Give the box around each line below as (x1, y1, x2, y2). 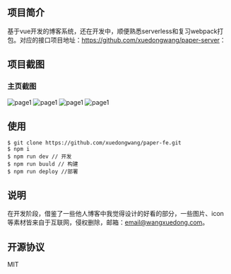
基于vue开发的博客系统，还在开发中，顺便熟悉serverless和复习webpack (7, 27, 218, 35)
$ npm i (7, 146, 30, 153)
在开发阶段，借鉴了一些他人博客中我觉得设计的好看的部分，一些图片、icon (7, 210, 225, 218)
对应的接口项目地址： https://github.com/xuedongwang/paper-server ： (19, 35, 226, 44)
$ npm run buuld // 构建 (7, 161, 78, 168)
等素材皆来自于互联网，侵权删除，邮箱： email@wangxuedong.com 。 (7, 218, 209, 227)
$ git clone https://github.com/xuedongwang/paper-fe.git (7, 139, 182, 147)
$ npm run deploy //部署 (7, 169, 78, 176)
